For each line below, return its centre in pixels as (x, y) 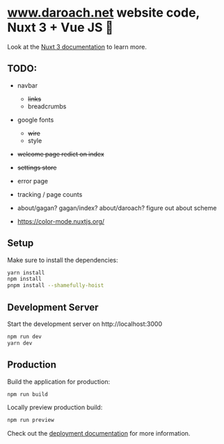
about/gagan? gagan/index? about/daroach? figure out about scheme (117, 208)
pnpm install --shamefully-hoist (56, 286)
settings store (37, 167)
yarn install (26, 272)
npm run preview (31, 420)
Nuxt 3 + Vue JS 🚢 (60, 27)
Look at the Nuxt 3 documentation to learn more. (77, 47)
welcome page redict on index (61, 154)
